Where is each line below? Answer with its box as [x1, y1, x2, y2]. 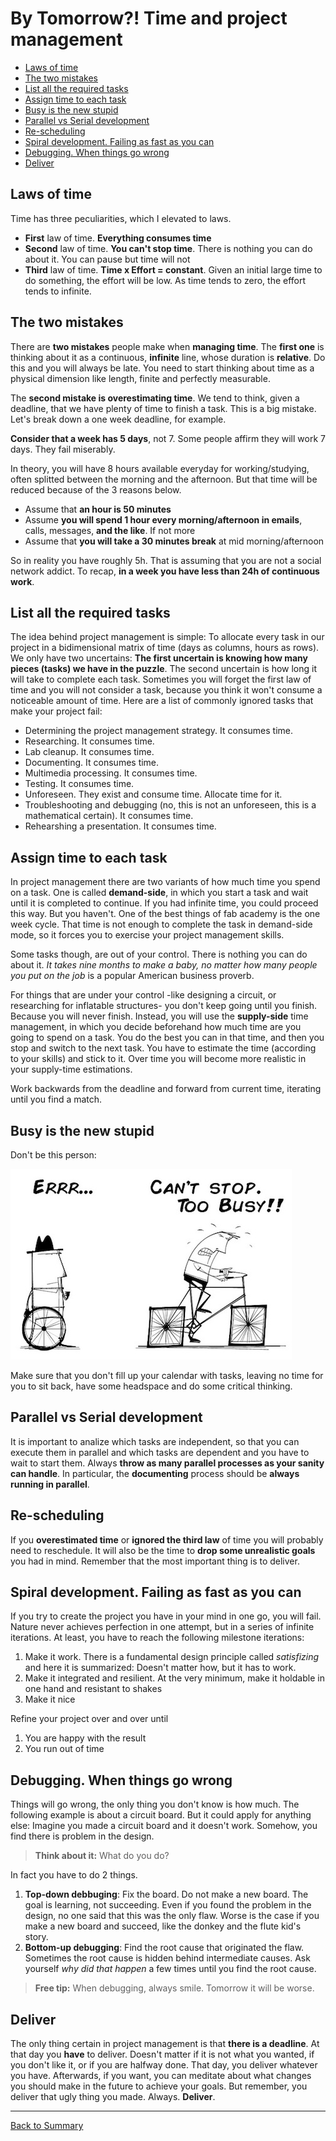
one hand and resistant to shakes [24, 1683, 163, 1695]
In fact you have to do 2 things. [10, 1869, 138, 1881]
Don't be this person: [10, 1149, 97, 1161]
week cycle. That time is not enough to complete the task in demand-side [10, 918, 313, 931]
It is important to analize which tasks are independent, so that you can [10, 1435, 300, 1447]
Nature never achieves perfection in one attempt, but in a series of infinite [10, 1621, 315, 1633]
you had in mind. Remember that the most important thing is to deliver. [10, 1555, 300, 1567]
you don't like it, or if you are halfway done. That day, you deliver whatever [10, 2059, 318, 2071]
